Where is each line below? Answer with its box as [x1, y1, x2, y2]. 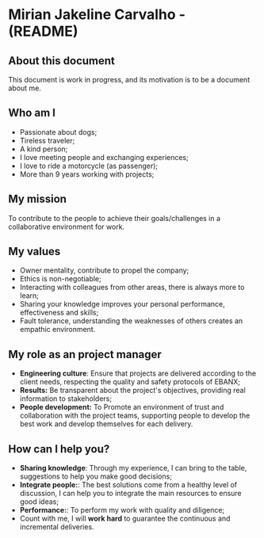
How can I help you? [8, 442, 110, 456]
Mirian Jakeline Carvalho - [8, 6, 186, 24]
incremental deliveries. [19, 522, 94, 532]
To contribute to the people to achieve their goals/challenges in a [8, 213, 220, 223]
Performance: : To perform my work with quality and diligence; [19, 506, 225, 515]
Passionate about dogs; [19, 127, 98, 136]
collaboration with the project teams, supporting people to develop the [19, 410, 251, 421]
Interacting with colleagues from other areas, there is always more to [19, 283, 245, 292]
